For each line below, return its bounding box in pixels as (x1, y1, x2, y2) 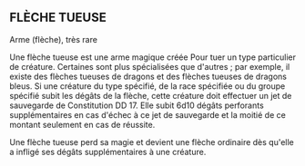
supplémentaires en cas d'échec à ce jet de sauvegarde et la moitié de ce (9, 109, 287, 120)
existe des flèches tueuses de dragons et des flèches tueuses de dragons (9, 71, 287, 82)
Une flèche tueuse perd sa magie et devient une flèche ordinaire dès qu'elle (9, 136, 294, 147)
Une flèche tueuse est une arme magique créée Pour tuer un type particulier (9, 52, 297, 63)
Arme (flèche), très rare (9, 34, 98, 44)
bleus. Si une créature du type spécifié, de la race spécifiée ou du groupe (9, 80, 286, 92)
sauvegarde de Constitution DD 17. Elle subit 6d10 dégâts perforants (9, 100, 264, 111)
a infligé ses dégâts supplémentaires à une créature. (9, 146, 207, 157)
